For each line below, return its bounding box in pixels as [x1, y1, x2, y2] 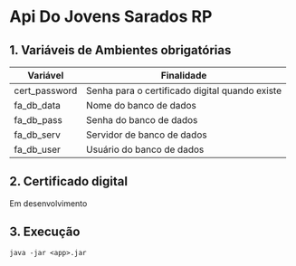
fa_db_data [14, 100, 61, 111]
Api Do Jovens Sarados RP [9, 6, 213, 27]
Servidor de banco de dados [85, 128, 207, 141]
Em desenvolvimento [9, 197, 88, 209]
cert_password [14, 84, 78, 97]
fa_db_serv [14, 128, 61, 141]
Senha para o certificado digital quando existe [85, 84, 282, 97]
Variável [27, 70, 64, 81]
